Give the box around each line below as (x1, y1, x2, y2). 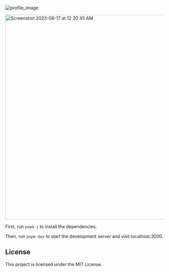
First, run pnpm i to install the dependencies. (5, 224, 97, 229)
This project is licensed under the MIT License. (5, 261, 103, 267)
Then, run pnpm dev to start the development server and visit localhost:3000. (5, 233, 163, 239)
